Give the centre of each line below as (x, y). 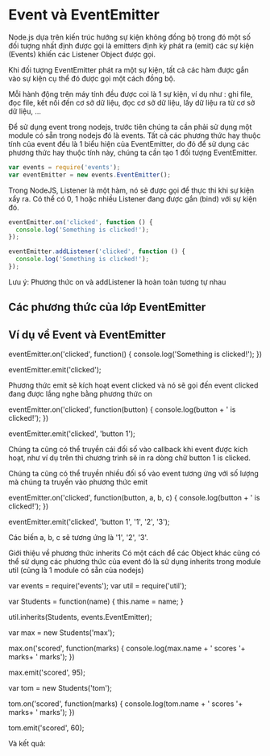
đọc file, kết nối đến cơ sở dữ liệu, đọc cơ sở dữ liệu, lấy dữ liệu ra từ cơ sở (132, 102)
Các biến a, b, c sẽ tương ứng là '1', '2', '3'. (79, 538)
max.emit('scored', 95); (47, 673)
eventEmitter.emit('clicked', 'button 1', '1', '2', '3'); (89, 522)
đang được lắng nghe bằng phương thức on (81, 394)
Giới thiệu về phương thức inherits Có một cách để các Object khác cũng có (134, 553)
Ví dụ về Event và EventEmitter (87, 335)
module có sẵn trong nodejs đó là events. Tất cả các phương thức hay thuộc (135, 135)
